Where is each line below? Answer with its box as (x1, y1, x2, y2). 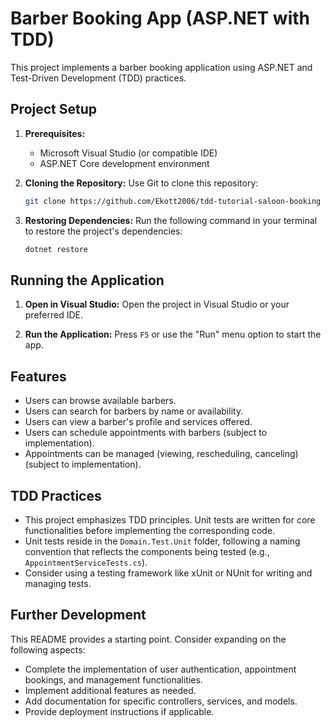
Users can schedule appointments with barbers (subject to (24, 427, 268, 439)
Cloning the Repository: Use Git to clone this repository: (24, 177, 259, 189)
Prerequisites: (24, 127, 86, 139)
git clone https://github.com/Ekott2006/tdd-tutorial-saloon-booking (24, 196, 322, 206)
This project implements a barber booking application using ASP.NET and (10, 61, 313, 73)
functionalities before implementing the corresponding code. (24, 524, 276, 536)
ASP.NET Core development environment (39, 157, 210, 169)
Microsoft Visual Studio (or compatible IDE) (39, 147, 218, 159)
